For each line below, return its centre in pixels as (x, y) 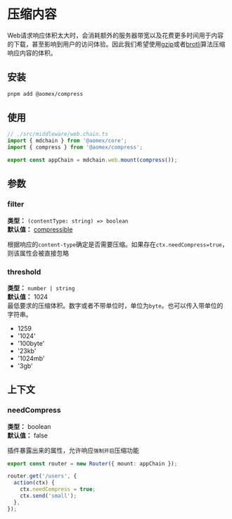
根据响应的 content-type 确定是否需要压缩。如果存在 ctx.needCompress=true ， (118, 244)
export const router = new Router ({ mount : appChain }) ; (92, 463)
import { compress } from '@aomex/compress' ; (75, 148)
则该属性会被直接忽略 (38, 253)
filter (16, 204)
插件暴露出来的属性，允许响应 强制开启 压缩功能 (73, 450)
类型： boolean (29, 426)
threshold (24, 272)
